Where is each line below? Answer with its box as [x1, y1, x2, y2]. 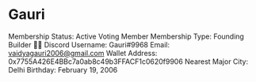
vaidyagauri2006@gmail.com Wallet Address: [8, 48, 158, 58]
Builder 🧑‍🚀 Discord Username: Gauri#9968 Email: [8, 39, 170, 49]
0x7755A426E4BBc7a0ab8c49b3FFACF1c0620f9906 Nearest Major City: [8, 57, 248, 66]
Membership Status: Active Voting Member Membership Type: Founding [8, 32, 244, 41]
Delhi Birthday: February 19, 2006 [8, 65, 118, 74]
